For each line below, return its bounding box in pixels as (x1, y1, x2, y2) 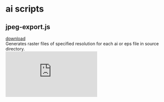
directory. (5, 46, 25, 51)
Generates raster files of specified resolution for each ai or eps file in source (5, 41, 159, 47)
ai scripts (5, 3, 44, 15)
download (5, 35, 26, 41)
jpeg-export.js (5, 23, 51, 31)
